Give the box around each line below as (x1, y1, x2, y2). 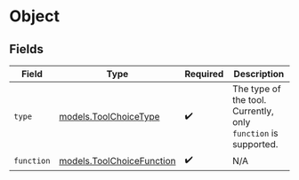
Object (9, 6, 61, 27)
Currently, (232, 105, 274, 117)
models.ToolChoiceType (59, 111, 160, 122)
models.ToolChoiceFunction (59, 154, 176, 167)
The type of (232, 82, 282, 95)
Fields (9, 42, 44, 57)
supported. (232, 138, 279, 150)
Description (233, 68, 285, 80)
